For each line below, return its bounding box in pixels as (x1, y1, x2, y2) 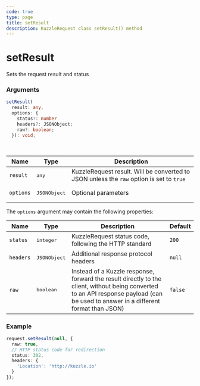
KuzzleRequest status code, (71, 232, 150, 241)
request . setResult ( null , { (6, 335, 73, 341)
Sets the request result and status (6, 71, 89, 78)
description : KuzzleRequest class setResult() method (6, 25, 143, 32)
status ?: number (17, 116, 58, 122)
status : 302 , (11, 352, 44, 358)
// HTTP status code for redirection (11, 347, 105, 353)
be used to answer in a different (71, 297, 161, 305)
